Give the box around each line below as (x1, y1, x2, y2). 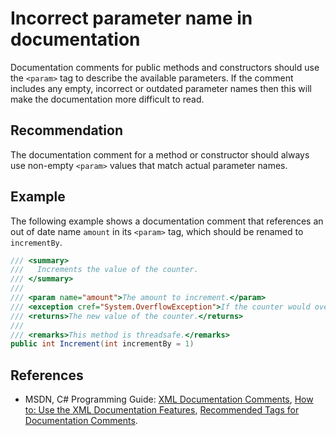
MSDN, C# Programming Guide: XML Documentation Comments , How (24, 393, 314, 406)
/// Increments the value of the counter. (10, 265, 199, 275)
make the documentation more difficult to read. (10, 93, 205, 105)
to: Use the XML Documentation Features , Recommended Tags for (24, 404, 300, 416)
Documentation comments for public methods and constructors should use (10, 61, 320, 73)
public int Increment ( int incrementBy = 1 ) (10, 339, 195, 349)
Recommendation (10, 122, 123, 139)
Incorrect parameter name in (10, 7, 253, 30)
